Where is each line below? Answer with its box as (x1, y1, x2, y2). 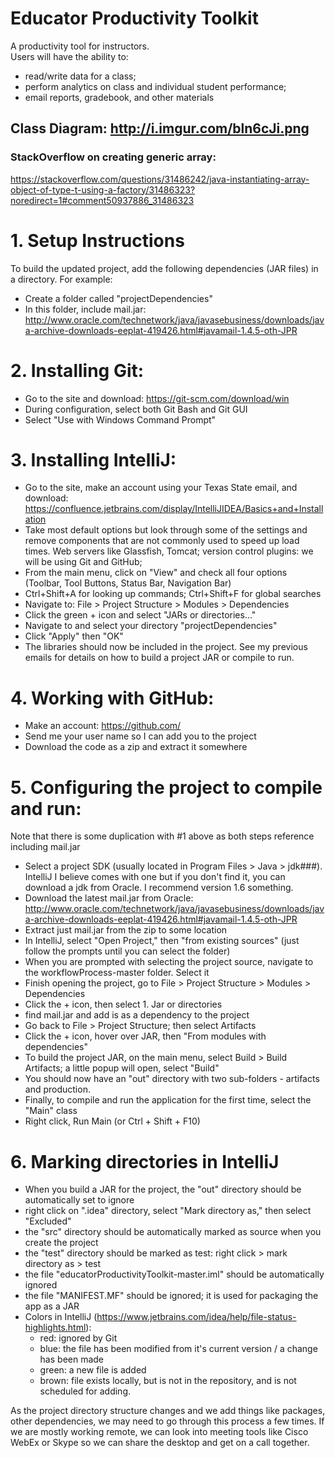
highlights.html (24, 1322, 87, 1334)
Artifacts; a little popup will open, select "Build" (24, 1062, 220, 1074)
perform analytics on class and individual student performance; (24, 80, 287, 92)
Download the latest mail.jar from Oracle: (24, 892, 194, 904)
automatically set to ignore (24, 1194, 135, 1206)
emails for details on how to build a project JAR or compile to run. (24, 652, 295, 664)
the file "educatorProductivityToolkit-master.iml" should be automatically (24, 1268, 325, 1281)
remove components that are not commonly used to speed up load (24, 535, 300, 547)
